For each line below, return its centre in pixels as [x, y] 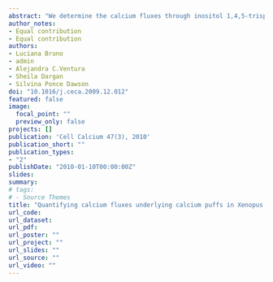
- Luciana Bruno [36, 54]
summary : [23, 182]
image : [19, 106]
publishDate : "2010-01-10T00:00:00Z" [72, 167]
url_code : [25, 212]
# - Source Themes [39, 197]
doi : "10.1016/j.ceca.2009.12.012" [69, 91]
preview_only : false [50, 122]
